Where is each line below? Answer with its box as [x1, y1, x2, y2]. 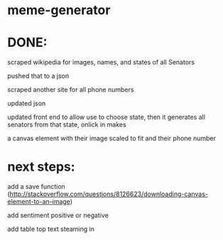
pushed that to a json [7, 72, 70, 80]
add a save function [7, 183, 65, 191]
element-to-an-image [7, 198, 71, 206]
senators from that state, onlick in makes [7, 120, 126, 129]
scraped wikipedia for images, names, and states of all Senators [7, 58, 195, 67]
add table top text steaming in [7, 225, 94, 234]
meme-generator [7, 2, 111, 18]
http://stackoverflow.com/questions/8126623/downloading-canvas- [9, 190, 208, 198]
